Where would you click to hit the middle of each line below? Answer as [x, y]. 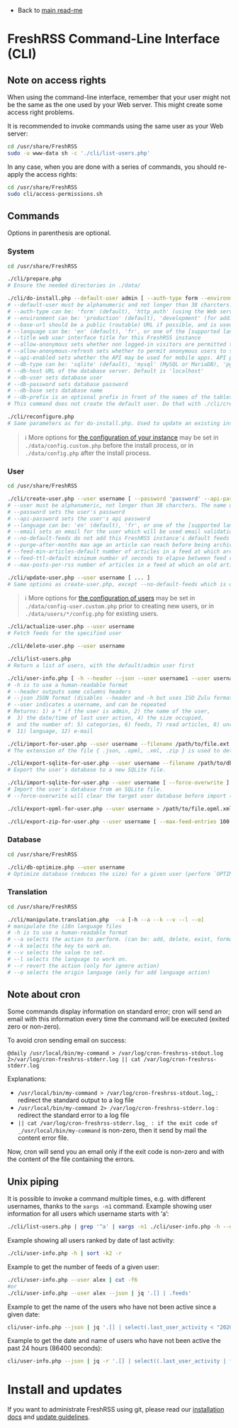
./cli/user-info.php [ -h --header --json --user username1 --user [109, 678]
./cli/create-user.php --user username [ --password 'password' [104, 499]
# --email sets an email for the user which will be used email [104, 532]
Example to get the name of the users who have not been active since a [112, 1307]
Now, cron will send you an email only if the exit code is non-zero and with [116, 1152]
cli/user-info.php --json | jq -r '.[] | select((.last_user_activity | [117, 1361]
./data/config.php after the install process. [88, 453]
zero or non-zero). [34, 1027]
